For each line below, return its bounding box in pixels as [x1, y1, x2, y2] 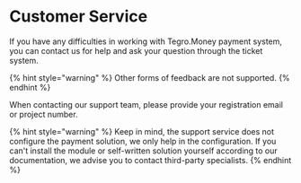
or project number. [9, 109, 78, 119]
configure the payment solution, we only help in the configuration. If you [9, 135, 277, 146]
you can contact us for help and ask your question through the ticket [9, 45, 263, 56]
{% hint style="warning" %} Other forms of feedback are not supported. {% [9, 72, 290, 83]
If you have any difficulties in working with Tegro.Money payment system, [9, 36, 283, 47]
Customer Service [9, 6, 148, 27]
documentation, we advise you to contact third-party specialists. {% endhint [9, 154, 292, 165]
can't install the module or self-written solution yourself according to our [9, 145, 279, 156]
